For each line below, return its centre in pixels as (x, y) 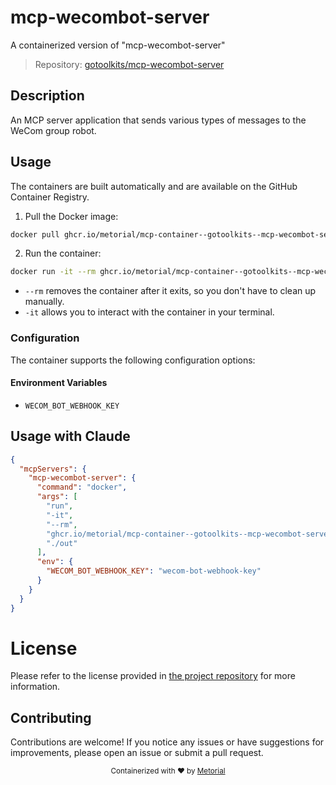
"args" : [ (57, 497)
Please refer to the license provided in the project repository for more (153, 676)
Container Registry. (50, 197)
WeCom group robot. (53, 130)
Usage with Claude (70, 436)
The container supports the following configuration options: (133, 360)
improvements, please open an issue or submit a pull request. (137, 753)
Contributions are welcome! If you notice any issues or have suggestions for (167, 742)
